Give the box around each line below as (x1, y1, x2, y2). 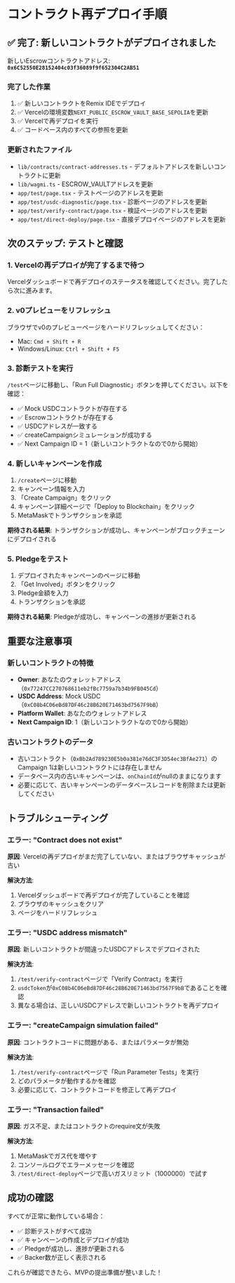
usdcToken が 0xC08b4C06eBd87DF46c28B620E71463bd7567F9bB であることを (17, 984, 221, 992)
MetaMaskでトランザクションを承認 (17, 511, 122, 520)
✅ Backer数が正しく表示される (17, 1253, 107, 1261)
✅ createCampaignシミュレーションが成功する (17, 430, 152, 439)
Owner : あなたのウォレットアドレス (17, 675, 121, 684)
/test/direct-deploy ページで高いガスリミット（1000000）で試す (17, 1169, 208, 1178)
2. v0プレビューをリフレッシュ (7, 306, 112, 315)
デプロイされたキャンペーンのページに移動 (17, 571, 140, 580)
